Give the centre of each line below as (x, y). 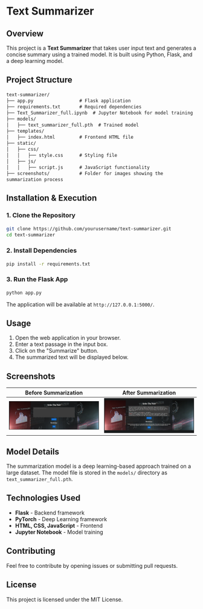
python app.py (24, 293)
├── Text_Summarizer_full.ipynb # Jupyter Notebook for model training (100, 113)
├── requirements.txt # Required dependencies (74, 107)
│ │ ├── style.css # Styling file (62, 155)
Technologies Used (43, 498)
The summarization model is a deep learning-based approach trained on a (99, 466)
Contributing (31, 551)
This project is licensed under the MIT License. (65, 599)
